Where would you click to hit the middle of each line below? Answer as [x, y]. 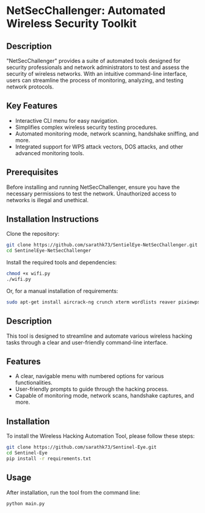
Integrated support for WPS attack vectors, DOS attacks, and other [99, 147]
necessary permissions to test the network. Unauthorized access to [92, 194]
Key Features [32, 106]
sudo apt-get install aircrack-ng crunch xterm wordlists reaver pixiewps [103, 302]
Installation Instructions [53, 220]
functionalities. [34, 383]
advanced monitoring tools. [49, 153]
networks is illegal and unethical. [48, 200]
